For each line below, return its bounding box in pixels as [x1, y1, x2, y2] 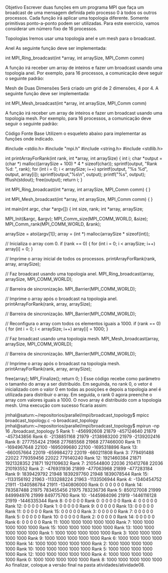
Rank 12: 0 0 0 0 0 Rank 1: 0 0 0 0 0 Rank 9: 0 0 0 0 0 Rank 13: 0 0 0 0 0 [5, 503, 154, 509]
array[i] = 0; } [5, 246, 33, 252]
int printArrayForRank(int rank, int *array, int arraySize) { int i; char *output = [5, 156, 162, 161]
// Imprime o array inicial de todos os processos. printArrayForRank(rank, [5, 256, 156, 261]
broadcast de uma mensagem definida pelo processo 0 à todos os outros [5, 10, 157, 16]
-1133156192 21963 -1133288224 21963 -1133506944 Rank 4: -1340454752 [5, 476, 162, 482]
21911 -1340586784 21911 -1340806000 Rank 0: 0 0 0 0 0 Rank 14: [5, 482, 143, 487]
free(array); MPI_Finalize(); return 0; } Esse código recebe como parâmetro [5, 376, 160, 382]
